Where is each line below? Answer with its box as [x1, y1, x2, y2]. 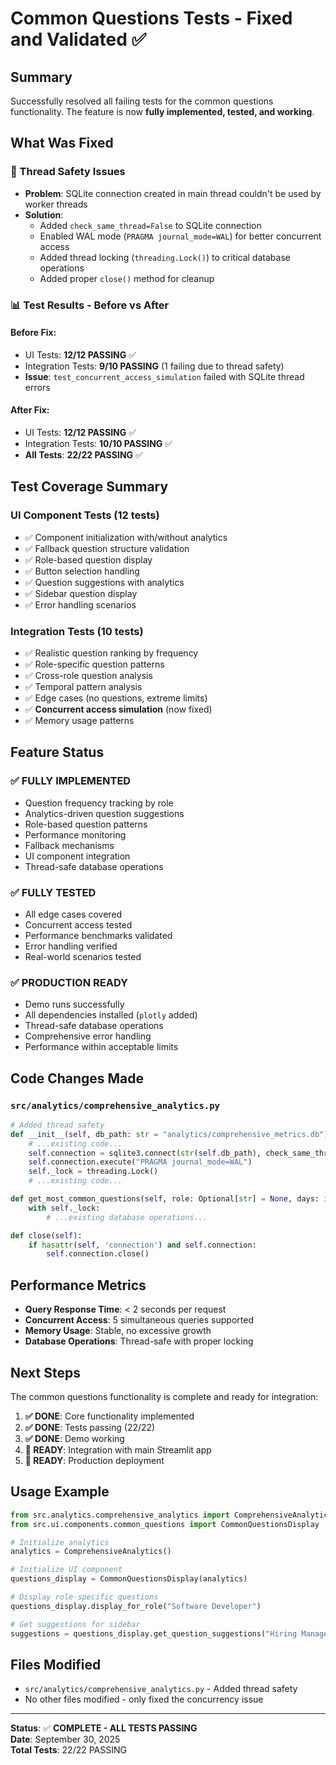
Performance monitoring [24, 828, 127, 841]
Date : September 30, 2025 [10, 1733, 121, 1746]
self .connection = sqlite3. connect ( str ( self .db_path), [28, 1148, 262, 1158]
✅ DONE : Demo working [24, 1432, 125, 1444]
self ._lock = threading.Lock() [28, 1167, 159, 1177]
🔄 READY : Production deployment [24, 1454, 165, 1466]
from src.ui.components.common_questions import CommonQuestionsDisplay [10, 1519, 320, 1529]
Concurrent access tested [24, 918, 133, 931]
